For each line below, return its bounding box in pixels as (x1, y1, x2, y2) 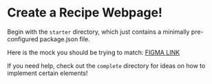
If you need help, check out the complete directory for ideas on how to (7, 61, 206, 70)
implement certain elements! (7, 69, 88, 77)
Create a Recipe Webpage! (7, 5, 163, 21)
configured (7, 34, 39, 43)
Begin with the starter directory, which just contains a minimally (7, 28, 190, 36)
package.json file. (39, 34, 91, 43)
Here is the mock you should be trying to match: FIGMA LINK (7, 48, 180, 56)
